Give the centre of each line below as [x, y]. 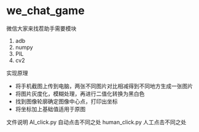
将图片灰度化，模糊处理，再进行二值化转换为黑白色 [80, 93]
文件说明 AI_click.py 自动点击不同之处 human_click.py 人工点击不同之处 [96, 122]
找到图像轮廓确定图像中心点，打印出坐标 [66, 101]
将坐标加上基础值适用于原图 [50, 109]
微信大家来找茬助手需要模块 [41, 28]
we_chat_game [45, 11]
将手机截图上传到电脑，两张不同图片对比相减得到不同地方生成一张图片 [104, 86]
